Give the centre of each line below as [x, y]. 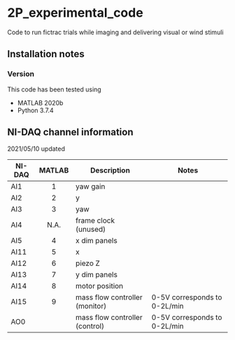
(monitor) [91, 306]
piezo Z [88, 263]
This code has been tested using [54, 89]
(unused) [91, 230]
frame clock [95, 221]
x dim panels [97, 241]
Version [21, 74]
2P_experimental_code [75, 13]
